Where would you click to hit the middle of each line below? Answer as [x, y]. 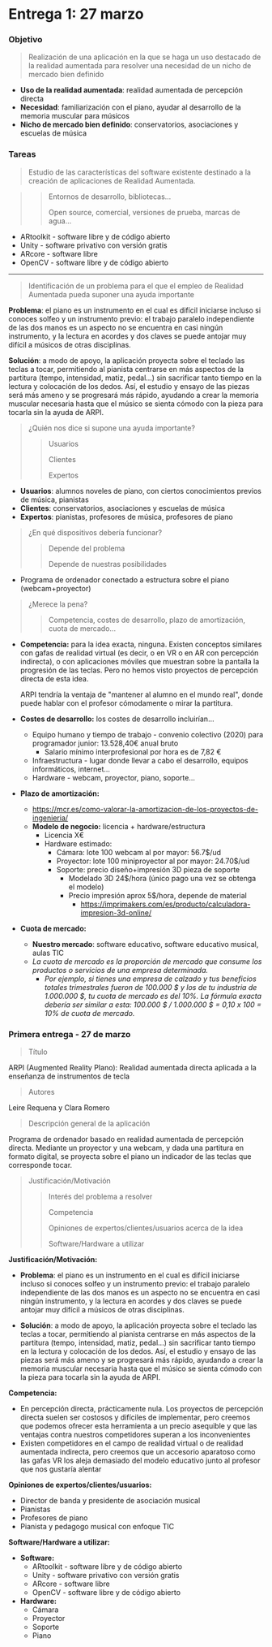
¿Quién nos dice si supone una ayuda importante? [112, 428]
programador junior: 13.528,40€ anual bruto [105, 743]
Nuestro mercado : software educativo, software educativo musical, [145, 944]
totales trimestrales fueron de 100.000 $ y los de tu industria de [151, 987]
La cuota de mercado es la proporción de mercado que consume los [147, 961]
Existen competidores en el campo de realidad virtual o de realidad [132, 1443]
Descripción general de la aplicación [89, 1124]
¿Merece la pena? [58, 604]
